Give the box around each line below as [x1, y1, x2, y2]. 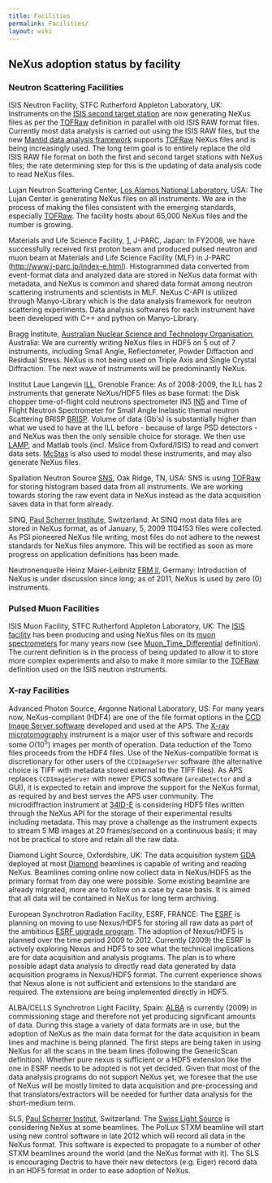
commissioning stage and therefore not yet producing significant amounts [8, 1011, 256, 1022]
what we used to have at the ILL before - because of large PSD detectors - [8, 423, 258, 432]
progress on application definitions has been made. [8, 550, 180, 559]
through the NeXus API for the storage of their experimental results [8, 808, 233, 818]
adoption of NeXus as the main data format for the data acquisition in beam [8, 1029, 261, 1039]
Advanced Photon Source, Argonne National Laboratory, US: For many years [8, 703, 265, 713]
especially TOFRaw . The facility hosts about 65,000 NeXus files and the [8, 211, 248, 221]
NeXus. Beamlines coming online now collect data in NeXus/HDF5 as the [8, 868, 252, 878]
